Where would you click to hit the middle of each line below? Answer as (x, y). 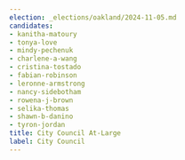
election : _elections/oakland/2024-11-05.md (93, 17)
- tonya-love (33, 42)
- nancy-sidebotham (45, 92)
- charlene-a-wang (43, 59)
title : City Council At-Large (65, 133)
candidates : (31, 26)
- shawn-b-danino (41, 116)
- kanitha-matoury (43, 34)
